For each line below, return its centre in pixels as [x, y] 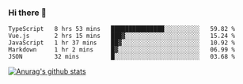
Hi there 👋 [28, 13]
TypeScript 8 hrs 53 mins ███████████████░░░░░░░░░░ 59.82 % [122, 29]
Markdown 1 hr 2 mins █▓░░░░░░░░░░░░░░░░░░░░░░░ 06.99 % [122, 50]
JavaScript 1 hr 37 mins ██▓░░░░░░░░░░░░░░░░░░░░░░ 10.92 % [122, 43]
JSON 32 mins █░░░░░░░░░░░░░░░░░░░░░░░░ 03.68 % [122, 57]
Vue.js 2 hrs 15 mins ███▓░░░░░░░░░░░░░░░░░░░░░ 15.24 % [122, 36]
